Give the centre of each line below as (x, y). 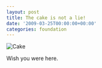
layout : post (23, 12)
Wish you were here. (32, 58)
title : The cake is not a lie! (46, 18)
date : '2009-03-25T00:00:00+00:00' (52, 23)
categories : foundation (37, 29)
